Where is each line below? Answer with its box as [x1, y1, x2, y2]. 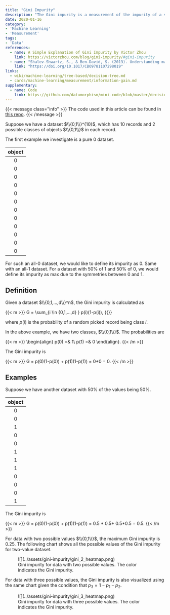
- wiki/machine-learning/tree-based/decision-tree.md [10, 73, 125, 79]
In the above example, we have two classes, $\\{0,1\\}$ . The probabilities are [5, 329, 164, 335]
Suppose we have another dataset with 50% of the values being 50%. [5, 387, 151, 393]
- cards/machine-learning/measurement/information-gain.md [10, 78, 137, 83]
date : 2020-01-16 [5, 17, 42, 22]
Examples [5, 373, 37, 381]
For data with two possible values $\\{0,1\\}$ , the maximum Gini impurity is [5, 535, 160, 542]
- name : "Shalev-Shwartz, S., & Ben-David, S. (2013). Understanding [10, 59, 159, 64]
